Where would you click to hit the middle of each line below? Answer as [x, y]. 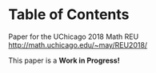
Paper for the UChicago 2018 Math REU [74, 36]
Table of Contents [69, 15]
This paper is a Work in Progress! [64, 60]
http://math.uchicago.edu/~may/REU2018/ [78, 44]
